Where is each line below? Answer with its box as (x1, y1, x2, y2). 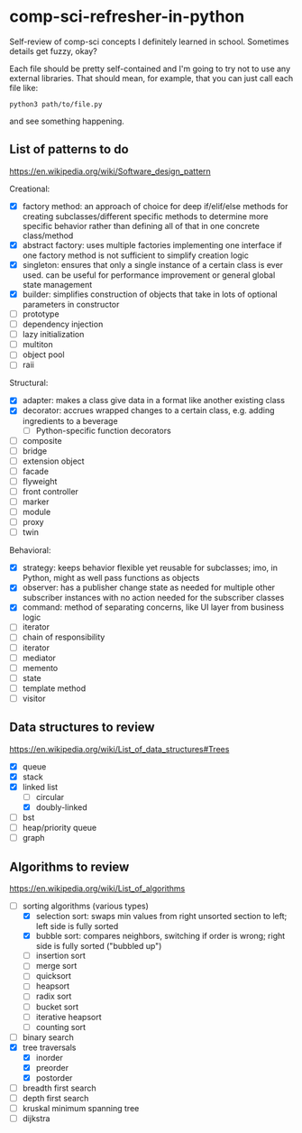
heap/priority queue (22, 823, 97, 834)
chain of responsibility (22, 631, 105, 642)
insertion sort (35, 950, 86, 962)
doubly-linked (35, 801, 87, 813)
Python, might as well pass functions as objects (22, 573, 200, 584)
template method (22, 683, 87, 694)
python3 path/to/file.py (9, 99, 103, 109)
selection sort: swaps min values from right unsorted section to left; (35, 911, 288, 922)
